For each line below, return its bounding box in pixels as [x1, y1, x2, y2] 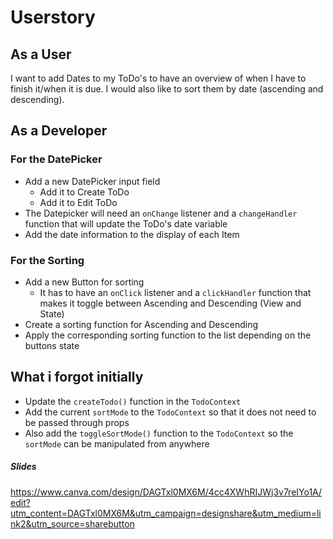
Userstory [10, 6, 96, 29]
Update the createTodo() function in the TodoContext [24, 395, 242, 407]
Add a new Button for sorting [24, 276, 145, 288]
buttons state [24, 339, 80, 351]
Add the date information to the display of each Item [24, 228, 240, 240]
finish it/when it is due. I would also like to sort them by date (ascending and [10, 83, 324, 95]
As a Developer [10, 122, 108, 140]
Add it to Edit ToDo [39, 196, 118, 208]
